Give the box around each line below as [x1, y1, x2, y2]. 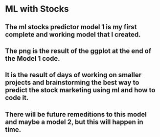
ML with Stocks [5, 3, 69, 15]
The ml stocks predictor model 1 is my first [5, 23, 137, 31]
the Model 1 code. [5, 54, 60, 63]
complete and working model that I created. [5, 30, 141, 38]
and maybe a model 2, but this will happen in [5, 118, 143, 126]
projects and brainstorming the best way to [5, 79, 139, 87]
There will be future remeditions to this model [5, 110, 147, 119]
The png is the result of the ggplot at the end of [5, 47, 152, 55]
